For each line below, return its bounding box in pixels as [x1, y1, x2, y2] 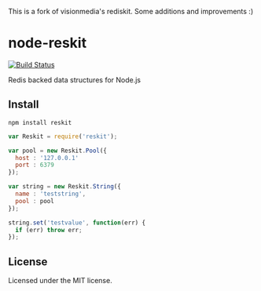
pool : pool [15, 197, 55, 205]
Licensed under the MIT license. [8, 276, 112, 286]
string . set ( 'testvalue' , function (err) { [8, 219, 146, 227]
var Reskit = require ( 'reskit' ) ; [8, 133, 118, 140]
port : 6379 [15, 161, 55, 169]
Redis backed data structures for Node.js [8, 75, 142, 85]
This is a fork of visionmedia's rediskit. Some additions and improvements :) [8, 7, 254, 16]
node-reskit [8, 35, 87, 52]
